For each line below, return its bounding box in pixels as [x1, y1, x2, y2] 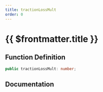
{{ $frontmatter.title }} [5, 33, 99, 45]
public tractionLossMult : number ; [5, 66, 77, 71]
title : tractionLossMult [5, 7, 56, 12]
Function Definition [5, 53, 66, 62]
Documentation [5, 80, 54, 89]
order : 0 [5, 12, 23, 17]
